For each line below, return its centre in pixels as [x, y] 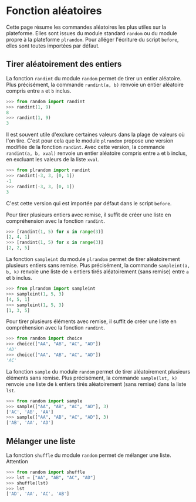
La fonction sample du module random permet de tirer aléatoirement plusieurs [98, 371]
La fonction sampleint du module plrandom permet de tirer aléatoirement [93, 259]
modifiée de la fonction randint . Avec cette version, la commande [86, 147]
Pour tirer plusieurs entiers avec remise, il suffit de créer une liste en [89, 215]
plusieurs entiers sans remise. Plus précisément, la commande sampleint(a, [98, 265]
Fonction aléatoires [54, 11]
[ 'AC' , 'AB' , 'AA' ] [30, 412]
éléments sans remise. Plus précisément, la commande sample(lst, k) [92, 378]
